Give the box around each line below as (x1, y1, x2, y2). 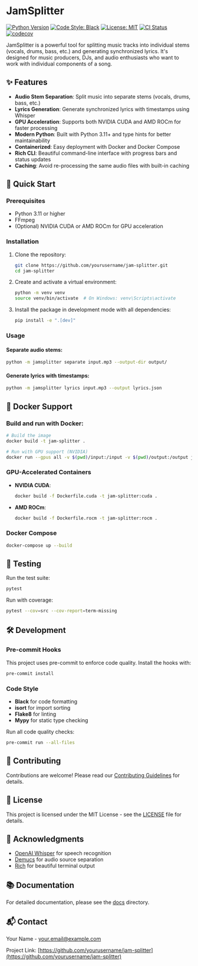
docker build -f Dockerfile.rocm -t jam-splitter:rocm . (14, 515, 158, 521)
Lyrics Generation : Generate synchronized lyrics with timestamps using (14, 105, 190, 113)
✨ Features (6, 77, 48, 87)
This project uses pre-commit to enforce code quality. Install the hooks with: (6, 659, 192, 666)
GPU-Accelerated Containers (6, 468, 91, 477)
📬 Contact (6, 916, 48, 926)
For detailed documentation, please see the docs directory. (6, 899, 150, 906)
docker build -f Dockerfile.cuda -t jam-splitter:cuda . (14, 493, 158, 499)
